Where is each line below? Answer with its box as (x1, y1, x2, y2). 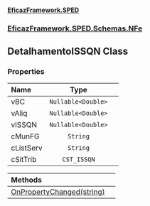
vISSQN (11, 120, 38, 130)
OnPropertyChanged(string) (11, 187, 105, 197)
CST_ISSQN (62, 156, 95, 163)
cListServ (11, 143, 43, 153)
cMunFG (11, 131, 40, 141)
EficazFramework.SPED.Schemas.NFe (7, 23, 143, 33)
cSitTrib (11, 155, 37, 165)
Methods (11, 175, 43, 185)
